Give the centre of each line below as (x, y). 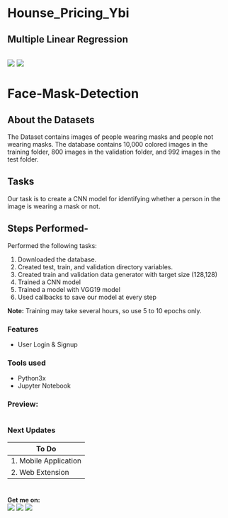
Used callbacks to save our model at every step (87, 297)
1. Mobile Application (46, 461)
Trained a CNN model (49, 282)
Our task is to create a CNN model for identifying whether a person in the (114, 198)
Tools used (27, 363)
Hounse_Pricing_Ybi (68, 13)
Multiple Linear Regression (68, 39)
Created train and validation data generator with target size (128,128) (118, 274)
